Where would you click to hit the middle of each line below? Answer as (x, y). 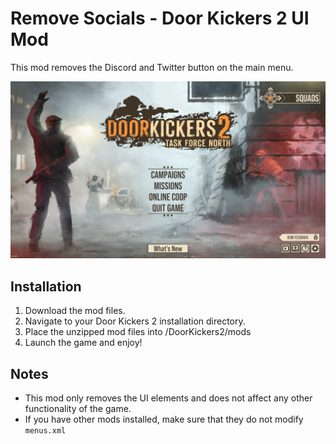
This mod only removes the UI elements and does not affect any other (168, 398)
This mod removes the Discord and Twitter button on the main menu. (152, 67)
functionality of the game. (78, 409)
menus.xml (45, 431)
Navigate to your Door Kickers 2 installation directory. (135, 321)
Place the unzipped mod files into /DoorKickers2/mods (138, 332)
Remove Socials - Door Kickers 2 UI (160, 18)
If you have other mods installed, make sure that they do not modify (164, 419)
